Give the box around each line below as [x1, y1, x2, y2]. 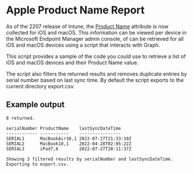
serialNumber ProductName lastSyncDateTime [6, 125, 121, 132]
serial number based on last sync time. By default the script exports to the [6, 77, 184, 84]
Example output [6, 100, 65, 110]
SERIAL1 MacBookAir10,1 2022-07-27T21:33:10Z [6, 136, 132, 141]
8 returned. [6, 115, 35, 121]
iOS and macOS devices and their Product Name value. [6, 59, 139, 66]
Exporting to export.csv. [6, 161, 69, 167]
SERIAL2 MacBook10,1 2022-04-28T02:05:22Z [6, 141, 132, 147]
